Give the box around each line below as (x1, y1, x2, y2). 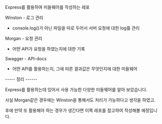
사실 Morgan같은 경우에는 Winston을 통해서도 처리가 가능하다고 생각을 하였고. (5, 97, 156, 103)
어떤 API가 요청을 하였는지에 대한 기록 (12, 46, 85, 51)
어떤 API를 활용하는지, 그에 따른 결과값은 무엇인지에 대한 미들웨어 (12, 66, 138, 72)
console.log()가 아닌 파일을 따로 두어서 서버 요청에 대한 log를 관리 (12, 25, 140, 31)
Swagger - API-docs (5, 56, 47, 61)
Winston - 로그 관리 (5, 15, 43, 21)
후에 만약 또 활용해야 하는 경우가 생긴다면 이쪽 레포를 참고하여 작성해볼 (5, 107, 140, 113)
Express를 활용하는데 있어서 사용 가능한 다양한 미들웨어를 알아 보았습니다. (5, 87, 148, 92)
